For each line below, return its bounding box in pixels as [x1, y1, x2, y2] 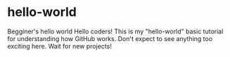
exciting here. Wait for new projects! [7, 42, 113, 50]
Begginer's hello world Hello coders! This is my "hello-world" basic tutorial [7, 27, 224, 35]
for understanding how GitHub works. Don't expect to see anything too [7, 34, 213, 42]
